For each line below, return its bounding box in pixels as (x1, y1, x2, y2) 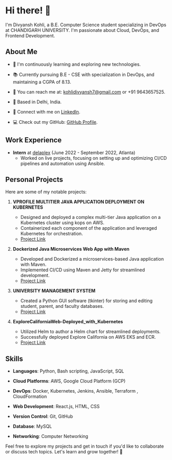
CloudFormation (12, 393, 47, 400)
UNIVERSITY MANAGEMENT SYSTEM (12, 288, 96, 294)
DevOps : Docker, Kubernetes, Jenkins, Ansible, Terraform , (12, 388, 139, 394)
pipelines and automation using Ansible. (20, 160, 105, 167)
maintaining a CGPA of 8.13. (12, 79, 71, 85)
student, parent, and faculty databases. (20, 303, 104, 309)
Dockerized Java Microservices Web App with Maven (12, 246, 130, 252)
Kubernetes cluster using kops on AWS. (20, 219, 105, 226)
